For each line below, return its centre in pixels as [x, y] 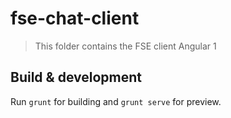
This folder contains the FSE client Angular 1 [125, 46]
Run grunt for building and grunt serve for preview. [116, 101]
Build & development [76, 77]
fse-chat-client [75, 18]
